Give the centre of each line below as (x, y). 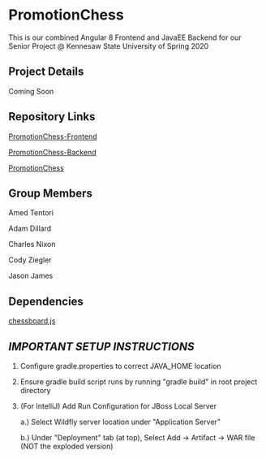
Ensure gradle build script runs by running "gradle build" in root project (139, 382)
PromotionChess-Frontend (53, 136)
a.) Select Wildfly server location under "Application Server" (120, 422)
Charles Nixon (32, 245)
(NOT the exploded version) (66, 446)
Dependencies (46, 301)
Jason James (31, 276)
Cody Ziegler (30, 260)
